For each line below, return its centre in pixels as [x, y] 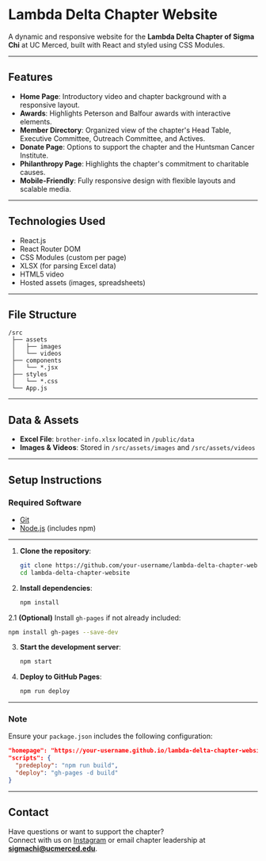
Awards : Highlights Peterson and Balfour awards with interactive [125, 113]
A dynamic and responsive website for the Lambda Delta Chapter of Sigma [131, 36]
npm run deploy [45, 691]
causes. [32, 172]
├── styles [29, 375]
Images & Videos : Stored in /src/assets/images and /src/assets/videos [137, 448]
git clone [36, 565]
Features [30, 77]
